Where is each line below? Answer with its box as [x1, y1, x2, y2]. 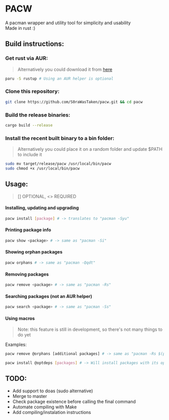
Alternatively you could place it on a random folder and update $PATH [17, 146, 162, 152]
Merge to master [12, 393, 47, 399]
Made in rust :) [5, 25, 36, 31]
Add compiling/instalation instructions [12, 409, 92, 415]
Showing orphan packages [5, 249, 63, 255]
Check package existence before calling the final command [12, 398, 136, 404]
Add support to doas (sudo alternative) [12, 388, 93, 394]
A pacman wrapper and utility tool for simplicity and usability [5, 20, 131, 26]
